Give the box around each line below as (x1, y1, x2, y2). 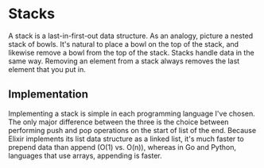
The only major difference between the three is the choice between (8, 116, 229, 127)
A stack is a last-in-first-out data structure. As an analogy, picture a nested (8, 31, 254, 40)
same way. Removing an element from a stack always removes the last (8, 56, 240, 66)
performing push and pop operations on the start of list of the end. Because (8, 125, 257, 135)
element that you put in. (8, 64, 86, 74)
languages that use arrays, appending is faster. (8, 151, 162, 160)
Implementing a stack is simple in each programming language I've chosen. (8, 109, 256, 118)
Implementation (8, 88, 89, 101)
